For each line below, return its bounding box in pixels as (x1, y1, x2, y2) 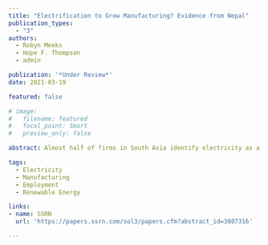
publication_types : (8, 19, 74, 27)
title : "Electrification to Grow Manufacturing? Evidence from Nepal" (8, 11, 250, 20)
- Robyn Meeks (15, 42, 63, 50)
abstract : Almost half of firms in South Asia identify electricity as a (8, 144, 261, 152)
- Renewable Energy (15, 188, 81, 196)
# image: (8, 107, 38, 115)
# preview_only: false (8, 130, 91, 138)
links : (8, 203, 30, 211)
